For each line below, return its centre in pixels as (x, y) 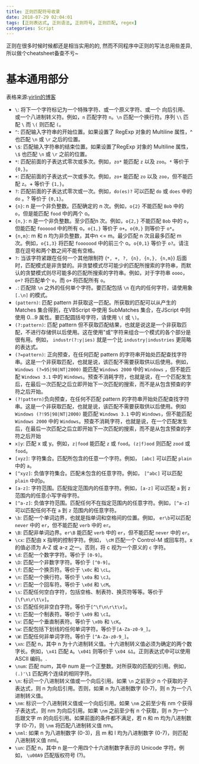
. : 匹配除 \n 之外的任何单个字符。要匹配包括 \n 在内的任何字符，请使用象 (104, 288)
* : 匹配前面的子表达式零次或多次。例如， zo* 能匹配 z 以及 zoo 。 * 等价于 (102, 161)
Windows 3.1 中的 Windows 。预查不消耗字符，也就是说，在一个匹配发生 (107, 377)
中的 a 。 (25, 466)
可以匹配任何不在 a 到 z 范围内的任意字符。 (67, 511)
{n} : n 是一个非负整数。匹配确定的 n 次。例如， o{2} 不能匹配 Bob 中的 (99, 206)
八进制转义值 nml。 (38, 740)
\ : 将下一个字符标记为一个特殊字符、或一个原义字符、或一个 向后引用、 (101, 110)
